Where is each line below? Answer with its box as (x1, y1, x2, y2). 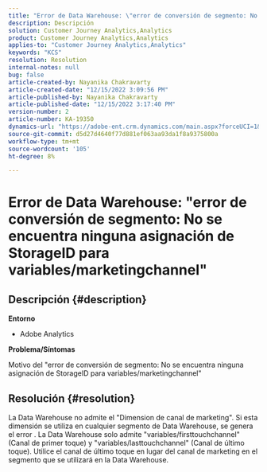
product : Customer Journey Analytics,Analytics (8, 33, 169, 42)
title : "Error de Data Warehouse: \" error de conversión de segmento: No (8, 11, 258, 20)
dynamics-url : (8, 123, 56, 131)
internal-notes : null (8, 64, 80, 72)
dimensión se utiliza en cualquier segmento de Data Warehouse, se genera (8, 421, 253, 431)
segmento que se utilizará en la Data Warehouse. (8, 455, 169, 465)
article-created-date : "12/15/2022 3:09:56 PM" (8, 85, 169, 94)
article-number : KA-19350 (8, 115, 94, 123)
